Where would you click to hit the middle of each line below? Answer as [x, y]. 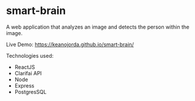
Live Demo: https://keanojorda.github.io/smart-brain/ [70, 44]
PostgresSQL [31, 92]
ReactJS [25, 67]
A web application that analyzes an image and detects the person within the [98, 27]
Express [24, 85]
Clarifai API [28, 73]
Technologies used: [30, 55]
